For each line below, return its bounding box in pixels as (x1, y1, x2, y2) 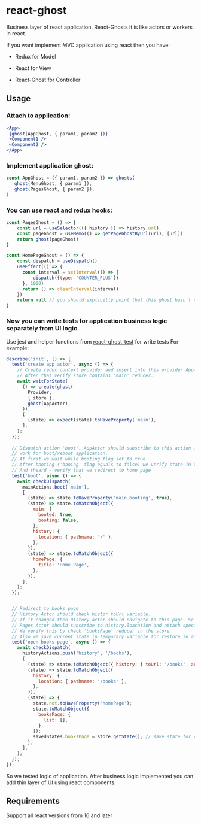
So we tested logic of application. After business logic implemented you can (6, 772, 194, 779)
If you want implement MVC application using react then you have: (6, 41, 170, 48)
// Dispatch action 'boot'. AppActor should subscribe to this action (11, 445, 191, 451)
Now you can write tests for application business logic (6, 317, 167, 325)
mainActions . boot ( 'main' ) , (22, 484, 90, 490)
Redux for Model (14, 53, 56, 60)
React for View (14, 64, 52, 72)
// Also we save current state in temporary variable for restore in (11, 633, 188, 639)
